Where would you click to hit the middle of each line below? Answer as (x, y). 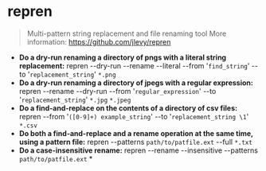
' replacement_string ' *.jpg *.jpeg (75, 99)
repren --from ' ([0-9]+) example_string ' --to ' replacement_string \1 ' (134, 116)
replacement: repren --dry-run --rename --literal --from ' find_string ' (134, 65)
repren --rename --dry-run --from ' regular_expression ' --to (117, 91)
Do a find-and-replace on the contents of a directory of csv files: (128, 108)
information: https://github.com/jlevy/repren (99, 41)
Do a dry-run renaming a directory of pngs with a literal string (123, 57)
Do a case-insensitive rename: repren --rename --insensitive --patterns (138, 150)
